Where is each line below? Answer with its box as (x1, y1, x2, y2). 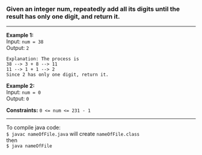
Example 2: (6, 82, 35, 90)
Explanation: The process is (6, 56, 79, 62)
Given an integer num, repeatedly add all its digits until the (6, 5, 180, 13)
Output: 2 (6, 44, 29, 52)
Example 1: (6, 32, 34, 39)
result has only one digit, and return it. (6, 12, 120, 20)
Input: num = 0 (6, 89, 41, 96)
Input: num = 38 (6, 38, 44, 45)
